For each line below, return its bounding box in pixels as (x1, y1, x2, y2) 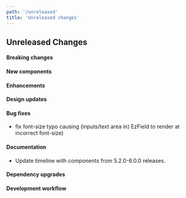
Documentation (6, 143, 47, 151)
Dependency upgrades (6, 171, 65, 178)
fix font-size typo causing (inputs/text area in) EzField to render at (15, 123, 180, 131)
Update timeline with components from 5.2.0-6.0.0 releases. (15, 157, 165, 164)
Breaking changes (6, 54, 53, 61)
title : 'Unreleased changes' (6, 15, 80, 21)
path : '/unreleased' (6, 9, 59, 15)
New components (6, 68, 52, 75)
